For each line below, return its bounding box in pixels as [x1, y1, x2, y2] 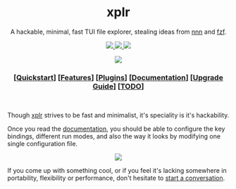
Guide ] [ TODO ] [92, 82, 144, 91]
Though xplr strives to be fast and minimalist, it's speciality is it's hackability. [7, 111, 230, 119]
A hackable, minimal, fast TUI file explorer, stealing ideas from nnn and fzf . [10, 27, 227, 36]
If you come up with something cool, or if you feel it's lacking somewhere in [7, 167, 227, 175]
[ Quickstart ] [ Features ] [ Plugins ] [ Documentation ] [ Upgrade [13, 72, 223, 82]
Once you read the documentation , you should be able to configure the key [7, 124, 225, 133]
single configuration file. [7, 140, 78, 148]
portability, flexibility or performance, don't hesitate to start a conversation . [7, 174, 225, 183]
